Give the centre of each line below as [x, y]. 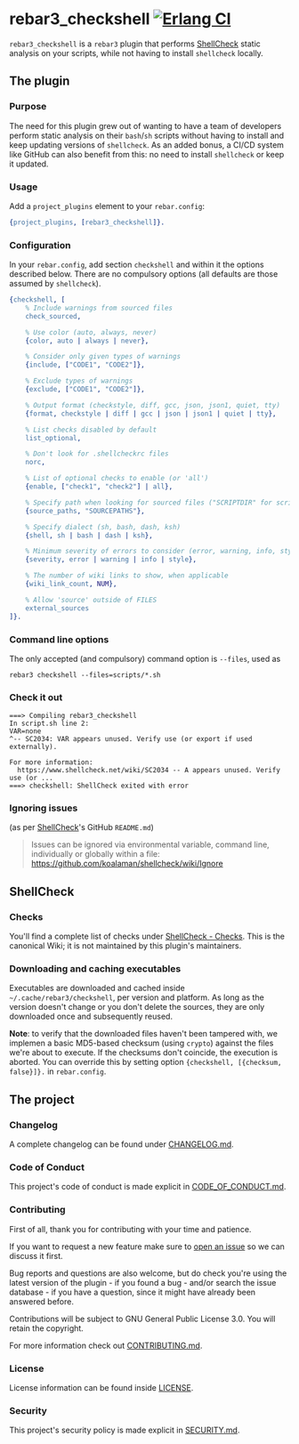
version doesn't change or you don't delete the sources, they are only [137, 1007]
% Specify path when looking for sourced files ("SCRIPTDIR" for [149, 503]
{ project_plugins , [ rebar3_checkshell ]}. [87, 222]
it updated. [29, 164]
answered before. [41, 1301]
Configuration [40, 245]
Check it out [36, 697]
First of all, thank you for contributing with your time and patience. [130, 1229]
